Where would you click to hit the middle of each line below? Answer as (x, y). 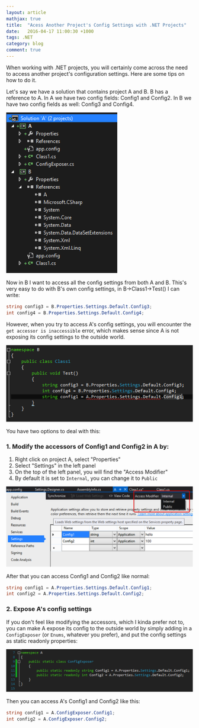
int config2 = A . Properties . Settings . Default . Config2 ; (75, 594)
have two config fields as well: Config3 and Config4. (70, 104)
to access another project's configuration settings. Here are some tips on (95, 73)
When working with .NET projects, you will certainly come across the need (97, 67)
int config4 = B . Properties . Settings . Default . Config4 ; (75, 313)
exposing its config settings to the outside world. (66, 337)
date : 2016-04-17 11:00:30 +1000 (50, 31)
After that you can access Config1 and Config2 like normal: (78, 576)
